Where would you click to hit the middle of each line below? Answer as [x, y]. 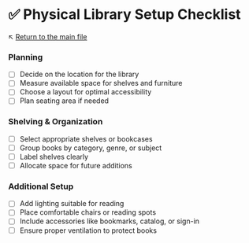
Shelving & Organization [56, 122]
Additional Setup [41, 186]
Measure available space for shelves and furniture [101, 83]
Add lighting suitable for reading [72, 204]
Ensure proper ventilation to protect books [88, 230]
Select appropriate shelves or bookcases [86, 138]
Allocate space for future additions [76, 165]
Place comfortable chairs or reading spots [87, 212]
